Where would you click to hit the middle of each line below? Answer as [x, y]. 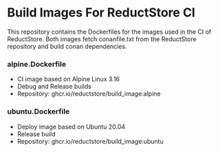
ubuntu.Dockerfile [39, 111]
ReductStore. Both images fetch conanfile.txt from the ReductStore [102, 39]
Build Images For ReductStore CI [101, 13]
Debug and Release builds [54, 87]
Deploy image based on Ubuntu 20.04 [71, 127]
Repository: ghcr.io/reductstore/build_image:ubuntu [90, 141]
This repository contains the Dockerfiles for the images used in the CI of [109, 32]
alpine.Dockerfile [37, 64]
